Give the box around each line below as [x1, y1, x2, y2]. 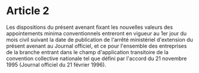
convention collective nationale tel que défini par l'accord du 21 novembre [6, 55, 187, 62]
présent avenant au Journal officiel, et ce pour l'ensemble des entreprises [6, 42, 187, 49]
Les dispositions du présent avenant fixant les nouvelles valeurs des [6, 24, 173, 31]
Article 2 [6, 4, 49, 18]
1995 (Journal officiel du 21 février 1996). [6, 61, 107, 68]
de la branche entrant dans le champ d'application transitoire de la [6, 48, 169, 55]
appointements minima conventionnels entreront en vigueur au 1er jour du [6, 29, 187, 36]
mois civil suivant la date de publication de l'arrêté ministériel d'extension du [6, 36, 193, 43]
